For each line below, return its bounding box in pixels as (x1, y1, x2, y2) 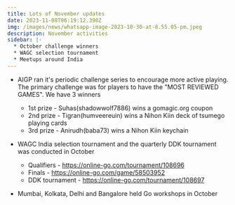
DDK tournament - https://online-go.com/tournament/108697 (27, 176, 205, 184)
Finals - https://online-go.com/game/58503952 (27, 168, 166, 176)
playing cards (27, 119, 68, 127)
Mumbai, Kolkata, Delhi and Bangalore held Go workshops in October (17, 189, 218, 197)
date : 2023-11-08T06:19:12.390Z (7, 17, 102, 24)
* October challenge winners (13, 43, 99, 50)
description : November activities (7, 29, 109, 37)
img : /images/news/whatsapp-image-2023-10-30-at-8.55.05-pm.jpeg (7, 23, 202, 30)
